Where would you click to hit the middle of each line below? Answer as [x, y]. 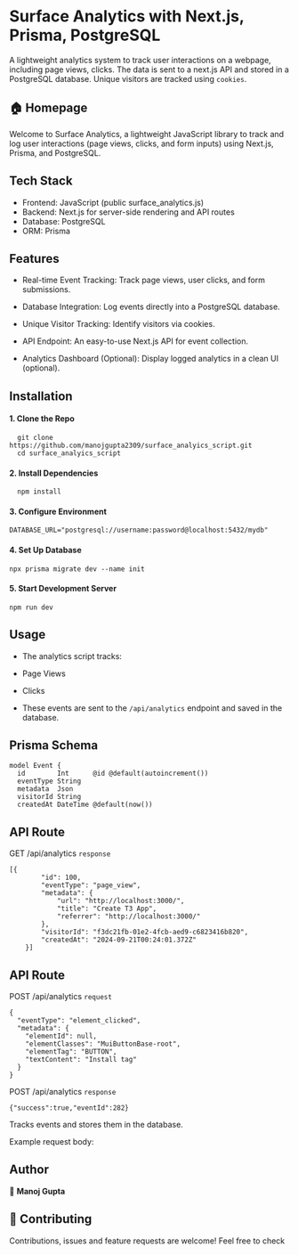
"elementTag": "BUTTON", [71, 1052]
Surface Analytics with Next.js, [127, 16]
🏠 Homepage [48, 108]
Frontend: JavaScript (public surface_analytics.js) [113, 202]
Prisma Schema [54, 745]
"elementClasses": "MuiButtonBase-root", [103, 1044]
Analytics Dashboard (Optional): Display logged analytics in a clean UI [150, 359]
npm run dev [31, 607]
